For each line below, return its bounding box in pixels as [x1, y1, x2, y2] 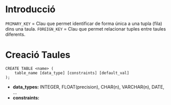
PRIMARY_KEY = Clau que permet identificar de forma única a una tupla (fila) [5, 20, 162, 27]
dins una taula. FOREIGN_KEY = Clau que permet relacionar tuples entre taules [5, 25, 166, 32]
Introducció [5, 4, 56, 15]
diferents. [5, 31, 26, 37]
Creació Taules [5, 49, 71, 61]
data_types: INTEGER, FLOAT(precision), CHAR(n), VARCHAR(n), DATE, [12, 84, 165, 90]
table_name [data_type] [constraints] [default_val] [14, 70, 130, 75]
